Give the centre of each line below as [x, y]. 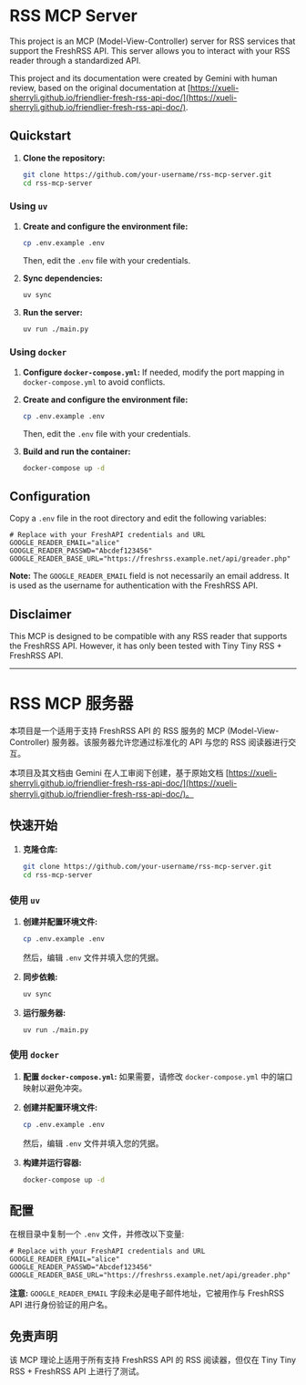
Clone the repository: [64, 158]
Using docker [38, 352]
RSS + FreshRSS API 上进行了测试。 [77, 1371]
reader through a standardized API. [75, 60]
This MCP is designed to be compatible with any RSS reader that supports [148, 636]
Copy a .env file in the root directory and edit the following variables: [138, 518]
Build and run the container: [76, 451]
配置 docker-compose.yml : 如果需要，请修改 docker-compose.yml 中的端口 [158, 1076]
